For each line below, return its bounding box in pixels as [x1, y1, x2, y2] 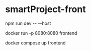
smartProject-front [5, 4, 86, 15]
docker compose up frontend [5, 39, 66, 46]
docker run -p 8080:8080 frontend [5, 30, 77, 36]
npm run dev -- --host [5, 20, 51, 26]
